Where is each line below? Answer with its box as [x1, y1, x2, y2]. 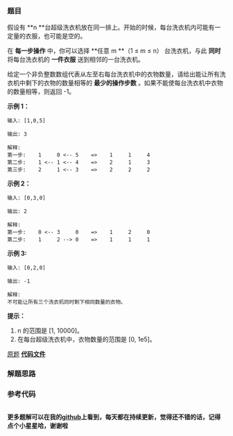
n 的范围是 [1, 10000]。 [17, 326, 83, 335]
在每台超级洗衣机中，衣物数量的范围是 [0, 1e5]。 [17, 335, 156, 344]
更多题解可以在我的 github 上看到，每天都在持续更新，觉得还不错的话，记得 [7, 412, 221, 421]
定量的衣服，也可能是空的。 [7, 32, 87, 40]
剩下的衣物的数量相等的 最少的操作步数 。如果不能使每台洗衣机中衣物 [25, 78, 223, 87]
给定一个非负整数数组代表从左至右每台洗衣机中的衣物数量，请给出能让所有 [7, 70, 220, 78]
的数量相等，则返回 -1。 [7, 87, 76, 96]
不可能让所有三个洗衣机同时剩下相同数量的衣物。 [7, 299, 126, 306]
